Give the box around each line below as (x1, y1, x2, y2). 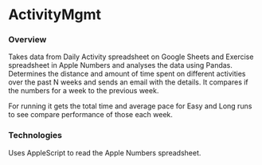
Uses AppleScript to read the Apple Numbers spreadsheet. (8, 147, 201, 157)
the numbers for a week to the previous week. (8, 86, 159, 96)
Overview (8, 34, 47, 45)
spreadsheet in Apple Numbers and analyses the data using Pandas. (8, 61, 233, 70)
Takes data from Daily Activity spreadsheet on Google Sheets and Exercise (8, 52, 254, 61)
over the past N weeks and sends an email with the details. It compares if (8, 77, 248, 87)
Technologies (8, 130, 62, 141)
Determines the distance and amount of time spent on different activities (8, 69, 246, 79)
